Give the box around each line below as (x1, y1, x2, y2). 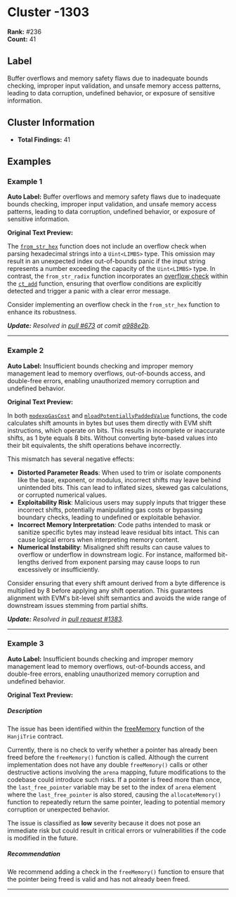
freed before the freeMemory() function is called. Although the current (7, 752, 209, 762)
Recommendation (7, 850, 61, 858)
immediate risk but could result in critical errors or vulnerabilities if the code (7, 826, 227, 835)
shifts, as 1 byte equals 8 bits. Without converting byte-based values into (7, 433, 218, 442)
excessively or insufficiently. (17, 565, 100, 573)
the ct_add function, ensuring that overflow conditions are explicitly (7, 279, 202, 288)
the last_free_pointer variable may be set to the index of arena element (7, 783, 216, 791)
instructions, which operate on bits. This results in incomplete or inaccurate (7, 426, 225, 434)
